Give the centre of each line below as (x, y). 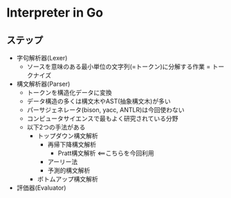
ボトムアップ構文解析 (67, 179)
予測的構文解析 (69, 170)
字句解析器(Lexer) (42, 58)
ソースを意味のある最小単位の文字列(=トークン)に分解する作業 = (119, 66)
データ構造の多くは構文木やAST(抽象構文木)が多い (99, 101)
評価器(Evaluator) (41, 188)
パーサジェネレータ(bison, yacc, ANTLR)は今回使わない (105, 110)
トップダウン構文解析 (67, 136)
